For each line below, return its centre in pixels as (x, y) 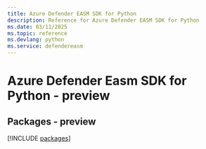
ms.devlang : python (36, 40)
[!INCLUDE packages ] (39, 138)
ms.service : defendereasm (45, 46)
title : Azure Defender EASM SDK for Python (72, 14)
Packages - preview (52, 121)
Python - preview (59, 96)
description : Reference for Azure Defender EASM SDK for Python (103, 20)
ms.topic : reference (38, 33)
